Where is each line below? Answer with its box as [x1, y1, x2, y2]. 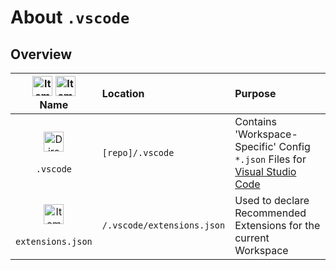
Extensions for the [234, 219, 321, 232]
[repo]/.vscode [101, 147, 175, 158]
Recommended [234, 206, 307, 220]
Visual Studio [234, 165, 297, 178]
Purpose [234, 87, 277, 100]
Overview [10, 46, 73, 63]
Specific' [234, 140, 277, 153]
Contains [234, 115, 277, 128]
